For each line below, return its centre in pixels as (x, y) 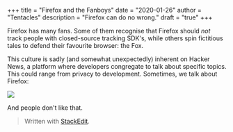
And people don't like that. (45, 108)
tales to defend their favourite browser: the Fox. (75, 46)
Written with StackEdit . (57, 121)
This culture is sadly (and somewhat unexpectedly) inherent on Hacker (109, 59)
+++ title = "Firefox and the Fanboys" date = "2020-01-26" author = (104, 10)
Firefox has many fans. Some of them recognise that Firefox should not (109, 31)
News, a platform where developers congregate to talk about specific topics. (117, 66)
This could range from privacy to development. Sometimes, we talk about (112, 74)
